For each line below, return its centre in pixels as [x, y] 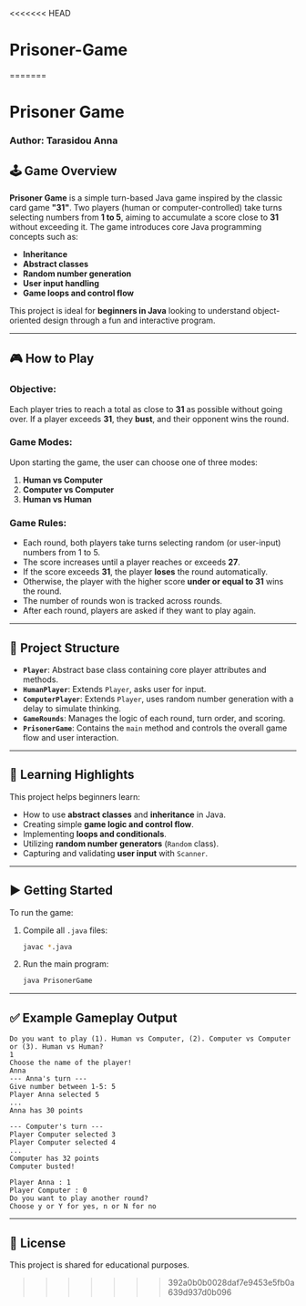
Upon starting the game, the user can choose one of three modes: [133, 462]
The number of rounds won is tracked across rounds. [122, 601]
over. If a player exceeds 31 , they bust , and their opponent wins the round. [149, 419]
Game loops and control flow [78, 293]
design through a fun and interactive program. [129, 320]
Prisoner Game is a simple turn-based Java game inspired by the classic [146, 197]
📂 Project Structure [65, 648]
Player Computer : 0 [49, 1191]
